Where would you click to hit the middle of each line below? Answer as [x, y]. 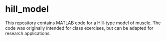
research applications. [28, 33]
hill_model [27, 9]
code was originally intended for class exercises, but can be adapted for [79, 28]
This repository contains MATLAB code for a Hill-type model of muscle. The [83, 23]
